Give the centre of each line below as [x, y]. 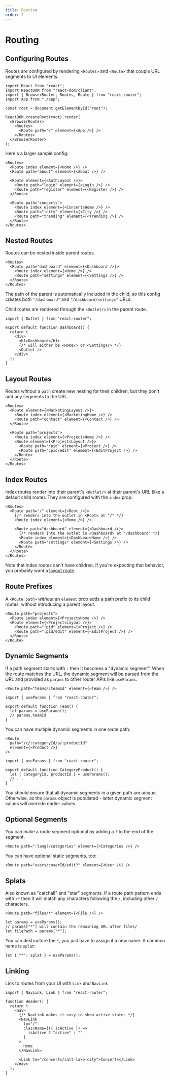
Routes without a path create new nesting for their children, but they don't [82, 391]
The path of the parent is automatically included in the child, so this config [83, 294]
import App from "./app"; [32, 99]
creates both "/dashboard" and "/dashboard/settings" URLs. [69, 299]
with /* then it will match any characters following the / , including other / [82, 898]
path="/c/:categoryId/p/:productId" [48, 743]
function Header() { [27, 1001]
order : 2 [14, 15]
